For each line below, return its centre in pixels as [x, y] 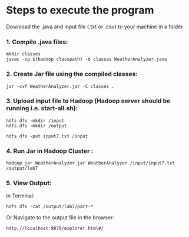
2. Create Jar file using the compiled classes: [72, 74]
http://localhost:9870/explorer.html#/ [55, 228]
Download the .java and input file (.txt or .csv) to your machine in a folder [95, 27]
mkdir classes [24, 54]
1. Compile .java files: [37, 42]
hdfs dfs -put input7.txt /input [47, 136]
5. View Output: [29, 183]
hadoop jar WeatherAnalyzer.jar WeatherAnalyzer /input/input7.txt [91, 163]
